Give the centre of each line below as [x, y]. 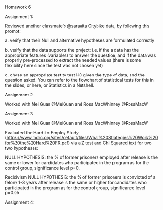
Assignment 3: [19, 114]
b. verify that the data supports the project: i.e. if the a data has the [72, 50]
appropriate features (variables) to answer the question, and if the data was [81, 55]
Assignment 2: [19, 95]
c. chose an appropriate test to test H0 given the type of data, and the [75, 75]
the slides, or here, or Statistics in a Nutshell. [50, 85]
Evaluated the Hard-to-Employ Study [42, 133]
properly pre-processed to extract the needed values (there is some [73, 60]
